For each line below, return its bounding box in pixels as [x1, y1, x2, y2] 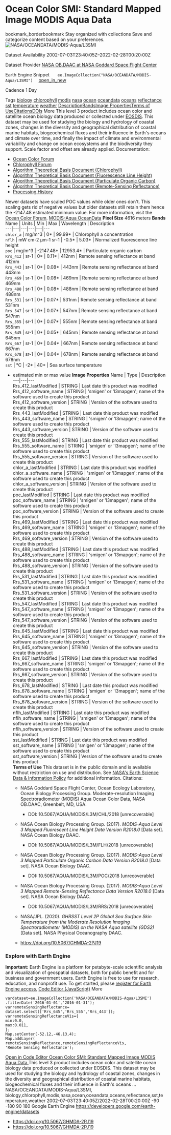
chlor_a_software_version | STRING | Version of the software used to [12, 480, 157, 487]
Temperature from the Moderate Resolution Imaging [20, 919, 130, 925]
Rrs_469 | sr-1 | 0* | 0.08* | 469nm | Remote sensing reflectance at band [5, 275, 158, 281]
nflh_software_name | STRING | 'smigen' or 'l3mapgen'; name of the [12, 715, 157, 721]
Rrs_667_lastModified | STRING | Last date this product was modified [12, 655, 157, 661]
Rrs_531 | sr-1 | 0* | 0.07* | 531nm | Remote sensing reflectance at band [5, 296, 157, 302]
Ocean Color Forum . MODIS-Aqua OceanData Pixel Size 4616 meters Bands [5, 215, 166, 221]
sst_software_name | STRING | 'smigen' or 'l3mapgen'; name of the [12, 742, 155, 748]
